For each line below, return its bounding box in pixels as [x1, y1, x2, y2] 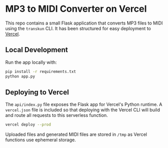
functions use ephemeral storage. [5, 137, 76, 143]
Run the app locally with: [5, 59, 57, 65]
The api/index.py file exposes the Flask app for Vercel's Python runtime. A [5, 102, 163, 108]
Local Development [5, 45, 68, 54]
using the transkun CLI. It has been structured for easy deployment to [5, 25, 151, 31]
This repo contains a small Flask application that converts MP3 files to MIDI [5, 20, 163, 26]
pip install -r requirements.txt [5, 69, 76, 74]
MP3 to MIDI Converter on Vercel [5, 3, 147, 15]
